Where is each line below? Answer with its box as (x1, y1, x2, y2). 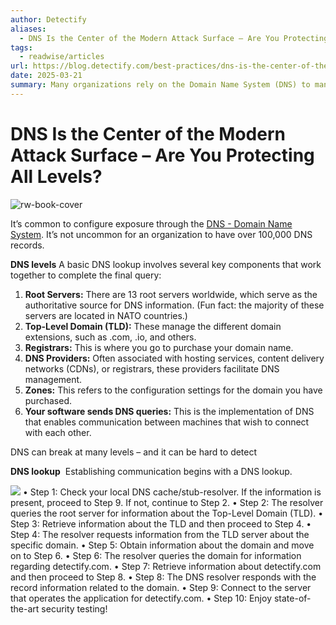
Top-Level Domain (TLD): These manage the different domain (24, 320, 282, 332)
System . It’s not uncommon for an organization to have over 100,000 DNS (10, 228, 313, 240)
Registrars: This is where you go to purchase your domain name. (24, 341, 294, 353)
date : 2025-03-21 (10, 71, 83, 81)
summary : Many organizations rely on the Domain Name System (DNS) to (10, 80, 311, 90)
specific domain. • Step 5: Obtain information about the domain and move (10, 539, 315, 551)
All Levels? (10, 165, 103, 188)
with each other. (24, 426, 92, 438)
